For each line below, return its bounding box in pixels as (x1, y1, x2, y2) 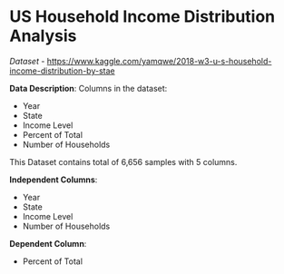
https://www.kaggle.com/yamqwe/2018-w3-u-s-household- (46, 55, 272, 66)
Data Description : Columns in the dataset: (9, 83, 168, 93)
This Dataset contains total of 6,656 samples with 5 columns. (9, 156, 238, 167)
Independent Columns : (9, 174, 98, 185)
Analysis (9, 25, 77, 46)
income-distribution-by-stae (9, 65, 115, 76)
